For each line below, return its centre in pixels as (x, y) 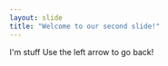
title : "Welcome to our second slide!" (85, 26)
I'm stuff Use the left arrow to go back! (82, 52)
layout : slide (36, 18)
